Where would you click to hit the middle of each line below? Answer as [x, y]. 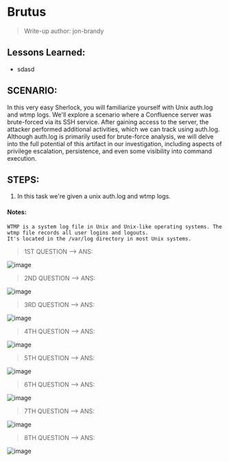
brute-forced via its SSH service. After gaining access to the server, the [108, 122]
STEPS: [23, 180]
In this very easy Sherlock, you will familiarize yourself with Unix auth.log [110, 107]
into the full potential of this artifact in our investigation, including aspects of [114, 143]
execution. [22, 158]
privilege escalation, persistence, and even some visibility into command [110, 151]
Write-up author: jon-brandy [64, 31]
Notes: [17, 212]
